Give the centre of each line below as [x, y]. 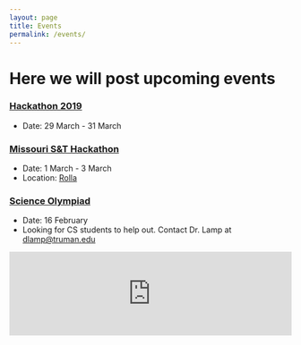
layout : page [34, 17]
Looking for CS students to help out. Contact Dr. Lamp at [127, 230]
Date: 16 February [55, 221]
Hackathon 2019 [46, 106]
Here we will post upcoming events [142, 78]
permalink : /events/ [48, 34]
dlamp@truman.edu [59, 240]
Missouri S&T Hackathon [64, 148]
